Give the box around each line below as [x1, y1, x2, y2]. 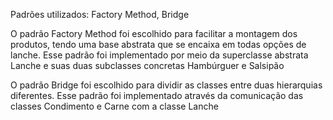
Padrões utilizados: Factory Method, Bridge [10, 9, 190, 20]
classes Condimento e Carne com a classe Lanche [10, 100, 219, 112]
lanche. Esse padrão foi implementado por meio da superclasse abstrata [10, 49, 309, 61]
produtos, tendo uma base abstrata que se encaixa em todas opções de [10, 39, 307, 50]
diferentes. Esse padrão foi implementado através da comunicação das [10, 90, 304, 101]
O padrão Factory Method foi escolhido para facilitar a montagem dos [10, 28, 298, 39]
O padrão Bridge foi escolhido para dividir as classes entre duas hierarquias [10, 79, 323, 91]
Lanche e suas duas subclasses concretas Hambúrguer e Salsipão [10, 60, 285, 71]
